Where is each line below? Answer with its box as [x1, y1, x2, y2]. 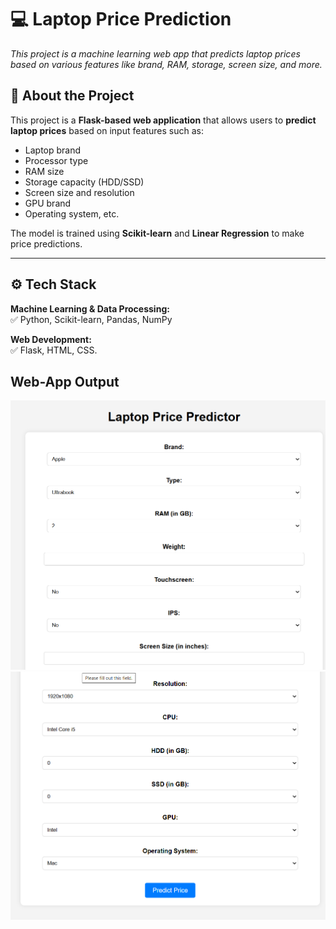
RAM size [24, 165, 65, 177]
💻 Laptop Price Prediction [10, 8, 232, 31]
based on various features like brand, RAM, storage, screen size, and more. [10, 58, 323, 70]
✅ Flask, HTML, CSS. [10, 344, 98, 356]
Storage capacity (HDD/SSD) [24, 176, 145, 188]
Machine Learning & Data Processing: [10, 302, 170, 315]
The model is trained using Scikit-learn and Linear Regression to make [10, 227, 305, 239]
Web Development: [10, 333, 92, 345]
